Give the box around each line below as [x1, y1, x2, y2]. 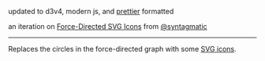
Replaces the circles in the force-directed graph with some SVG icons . [8, 45, 237, 53]
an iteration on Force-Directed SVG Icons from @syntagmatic [8, 22, 207, 30]
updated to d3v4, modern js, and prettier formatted [8, 7, 174, 16]
